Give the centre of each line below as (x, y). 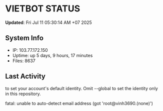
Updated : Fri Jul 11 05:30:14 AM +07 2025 (49, 22)
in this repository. (23, 94)
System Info (24, 38)
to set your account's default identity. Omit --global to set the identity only (82, 88)
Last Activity (25, 76)
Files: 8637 (24, 61)
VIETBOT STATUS (43, 9)
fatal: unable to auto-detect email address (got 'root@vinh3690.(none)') (79, 103)
